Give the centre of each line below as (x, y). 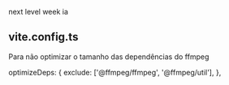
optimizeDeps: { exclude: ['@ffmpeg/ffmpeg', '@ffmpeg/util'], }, (115, 72)
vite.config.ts (43, 37)
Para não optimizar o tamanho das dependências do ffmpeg (109, 57)
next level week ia (39, 12)
